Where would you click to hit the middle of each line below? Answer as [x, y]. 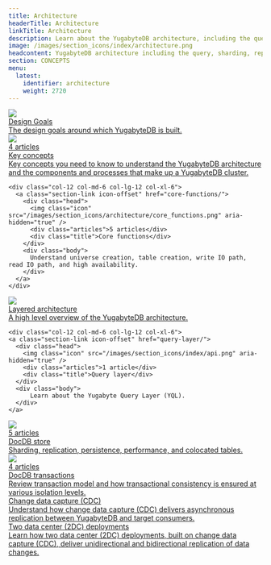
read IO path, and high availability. [73, 265]
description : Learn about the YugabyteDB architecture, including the [129, 38]
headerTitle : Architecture [54, 23]
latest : [29, 76]
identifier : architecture [67, 83]
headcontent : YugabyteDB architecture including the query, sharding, [129, 53]
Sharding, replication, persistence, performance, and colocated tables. [126, 450]
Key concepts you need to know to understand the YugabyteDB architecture [135, 164]
